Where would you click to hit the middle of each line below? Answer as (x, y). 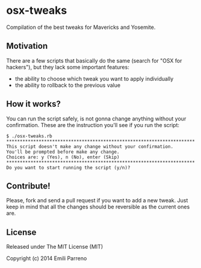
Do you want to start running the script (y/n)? (68, 167)
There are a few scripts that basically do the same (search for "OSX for (94, 60)
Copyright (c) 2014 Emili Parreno (47, 258)
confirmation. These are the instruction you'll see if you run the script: (93, 125)
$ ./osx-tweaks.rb (29, 136)
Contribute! (28, 186)
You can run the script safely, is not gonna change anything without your (96, 119)
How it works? (34, 104)
